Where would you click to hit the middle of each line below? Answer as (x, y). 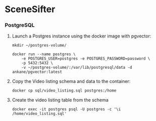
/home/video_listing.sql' (39, 114)
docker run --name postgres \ (44, 54)
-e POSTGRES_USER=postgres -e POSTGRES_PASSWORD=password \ (86, 59)
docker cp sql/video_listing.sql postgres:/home (64, 91)
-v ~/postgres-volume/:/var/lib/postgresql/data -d (77, 68)
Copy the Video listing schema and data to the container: (71, 82)
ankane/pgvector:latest (37, 72)
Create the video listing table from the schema (60, 100)
